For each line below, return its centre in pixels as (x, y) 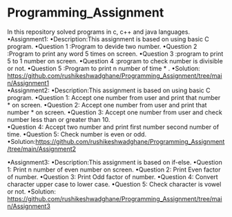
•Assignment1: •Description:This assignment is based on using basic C (108, 39)
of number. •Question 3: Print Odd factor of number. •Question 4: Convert (113, 176)
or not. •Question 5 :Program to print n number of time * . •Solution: (104, 68)
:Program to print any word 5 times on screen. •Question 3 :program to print (115, 54)
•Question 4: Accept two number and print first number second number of (113, 127)
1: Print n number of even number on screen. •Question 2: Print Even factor (114, 169)
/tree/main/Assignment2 (42, 149)
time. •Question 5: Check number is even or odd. (77, 134)
